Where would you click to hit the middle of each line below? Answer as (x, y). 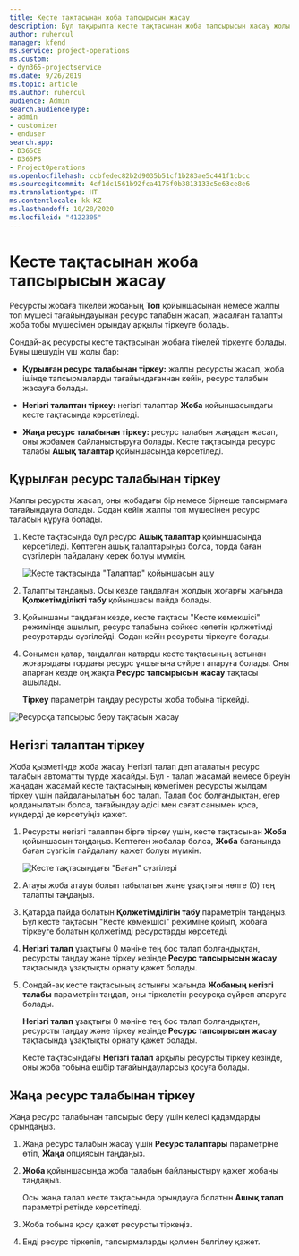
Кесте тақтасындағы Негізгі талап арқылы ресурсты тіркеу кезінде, (153, 1058)
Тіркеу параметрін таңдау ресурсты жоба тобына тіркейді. (136, 700)
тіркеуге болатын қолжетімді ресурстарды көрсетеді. (125, 931)
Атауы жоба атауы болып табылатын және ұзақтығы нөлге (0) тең (149, 885)
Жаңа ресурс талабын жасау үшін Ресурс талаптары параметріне (150, 1144)
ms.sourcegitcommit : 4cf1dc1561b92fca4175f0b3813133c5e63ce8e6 (130, 184)
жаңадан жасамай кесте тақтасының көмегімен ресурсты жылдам (138, 786)
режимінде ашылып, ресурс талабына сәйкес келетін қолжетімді (147, 627)
